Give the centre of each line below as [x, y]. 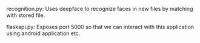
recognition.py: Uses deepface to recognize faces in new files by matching [100, 9]
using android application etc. [43, 33]
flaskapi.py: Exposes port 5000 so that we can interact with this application [100, 27]
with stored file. [26, 15]
